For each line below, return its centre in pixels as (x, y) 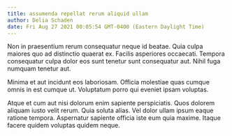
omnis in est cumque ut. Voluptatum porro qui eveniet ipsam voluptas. (108, 90)
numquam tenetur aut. (39, 69)
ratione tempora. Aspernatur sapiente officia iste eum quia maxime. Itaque (114, 118)
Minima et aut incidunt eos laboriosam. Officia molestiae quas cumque (108, 82)
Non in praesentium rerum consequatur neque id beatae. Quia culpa (105, 47)
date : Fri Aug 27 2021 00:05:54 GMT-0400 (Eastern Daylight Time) (106, 27)
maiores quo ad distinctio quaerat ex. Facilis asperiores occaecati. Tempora (116, 54)
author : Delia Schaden (40, 20)
